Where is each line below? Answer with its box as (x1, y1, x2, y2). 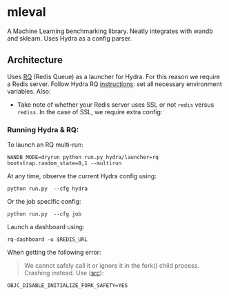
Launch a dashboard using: (7, 223, 85, 231)
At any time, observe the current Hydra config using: (7, 172, 157, 180)
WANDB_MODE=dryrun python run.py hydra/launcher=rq (7, 154, 159, 161)
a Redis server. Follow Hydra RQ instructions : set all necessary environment (7, 80, 222, 88)
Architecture (7, 54, 63, 66)
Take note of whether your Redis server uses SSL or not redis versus (17, 101, 215, 109)
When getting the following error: (7, 249, 101, 257)
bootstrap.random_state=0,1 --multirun (7, 160, 122, 167)
